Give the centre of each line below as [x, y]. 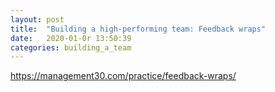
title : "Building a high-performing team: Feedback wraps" [138, 29]
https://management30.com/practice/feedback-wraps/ [123, 76]
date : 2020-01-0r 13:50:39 [71, 38]
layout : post [37, 19]
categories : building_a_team [71, 47]
